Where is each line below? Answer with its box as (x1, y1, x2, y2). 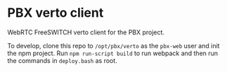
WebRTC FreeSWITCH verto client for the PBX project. (7, 28, 165, 36)
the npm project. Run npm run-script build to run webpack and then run (7, 49, 219, 57)
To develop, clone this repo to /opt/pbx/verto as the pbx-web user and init (7, 41, 220, 50)
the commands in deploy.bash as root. (7, 56, 117, 64)
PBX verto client (7, 5, 104, 21)
